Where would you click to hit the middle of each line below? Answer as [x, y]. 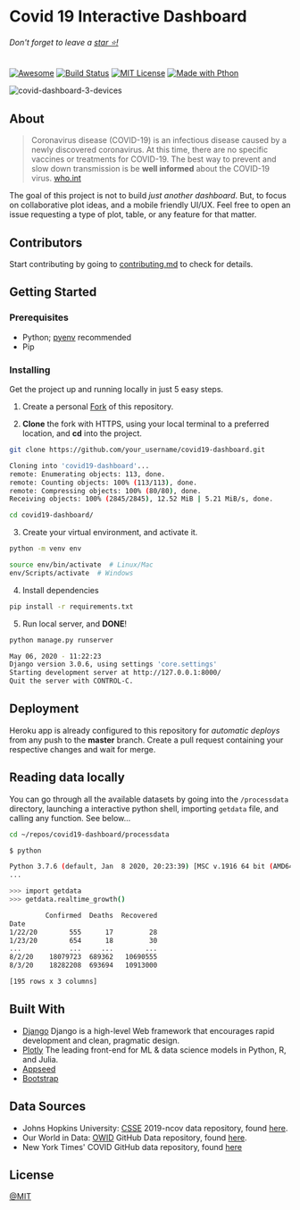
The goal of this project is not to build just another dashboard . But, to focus [148, 196]
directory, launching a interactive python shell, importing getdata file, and [144, 808]
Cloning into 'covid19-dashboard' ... [79, 466]
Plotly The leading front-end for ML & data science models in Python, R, [154, 1050]
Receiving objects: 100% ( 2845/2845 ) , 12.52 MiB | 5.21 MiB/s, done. [142, 499]
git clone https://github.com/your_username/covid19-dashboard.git [137, 450]
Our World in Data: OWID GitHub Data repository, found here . [134, 1138]
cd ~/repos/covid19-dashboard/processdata [89, 834]
